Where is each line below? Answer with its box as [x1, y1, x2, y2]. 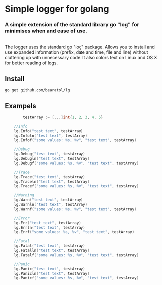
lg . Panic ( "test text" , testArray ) [14, 266, 85, 271]
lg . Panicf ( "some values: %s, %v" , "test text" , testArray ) [14, 276, 139, 281]
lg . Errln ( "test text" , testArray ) [14, 225, 85, 230]
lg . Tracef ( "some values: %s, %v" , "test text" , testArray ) [14, 184, 139, 189]
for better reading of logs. [5, 60, 58, 66]
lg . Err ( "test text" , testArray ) [14, 220, 81, 225]
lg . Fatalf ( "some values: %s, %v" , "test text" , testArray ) [14, 252, 139, 258]
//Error [14, 216, 30, 221]
